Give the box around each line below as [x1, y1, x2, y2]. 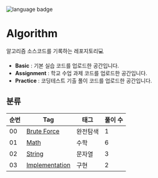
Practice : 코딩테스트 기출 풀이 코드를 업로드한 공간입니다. [14, 77, 153, 84]
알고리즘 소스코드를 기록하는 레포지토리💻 [6, 47, 104, 54]
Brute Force [26, 127, 60, 135]
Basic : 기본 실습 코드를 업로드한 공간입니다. [14, 62, 119, 69]
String [26, 149, 44, 158]
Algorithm [6, 27, 58, 40]
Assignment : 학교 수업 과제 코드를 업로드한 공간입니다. [14, 69, 148, 76]
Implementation [26, 161, 71, 169]
